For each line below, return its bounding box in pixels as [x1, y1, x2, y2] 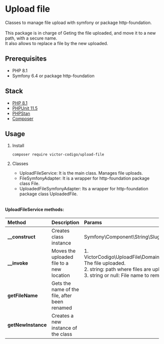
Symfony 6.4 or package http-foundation [12, 72, 95, 79]
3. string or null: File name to [83, 272, 149, 278]
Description [51, 219, 80, 226]
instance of [51, 324, 78, 331]
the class [51, 330, 72, 337]
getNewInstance [7, 321, 47, 328]
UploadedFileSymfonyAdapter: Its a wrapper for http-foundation [19, 186, 148, 192]
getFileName [7, 292, 38, 299]
